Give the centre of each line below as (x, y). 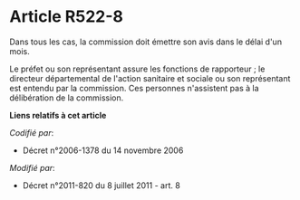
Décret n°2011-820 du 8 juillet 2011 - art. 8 (102, 185)
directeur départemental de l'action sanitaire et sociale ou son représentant (150, 78)
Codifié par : (32, 132)
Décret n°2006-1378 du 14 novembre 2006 (103, 150)
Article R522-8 (67, 17)
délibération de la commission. (67, 98)
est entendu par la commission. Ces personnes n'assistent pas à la (135, 88)
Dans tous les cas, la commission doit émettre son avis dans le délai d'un (146, 42)
